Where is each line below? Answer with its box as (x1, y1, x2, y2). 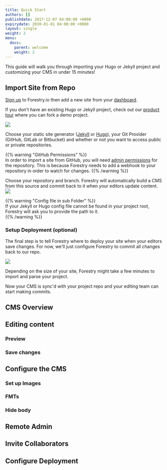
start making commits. (5, 288, 52, 294)
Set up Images (5, 380, 41, 387)
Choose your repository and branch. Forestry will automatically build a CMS (5, 178, 162, 184)
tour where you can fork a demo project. (5, 112, 89, 118)
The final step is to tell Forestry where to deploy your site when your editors (5, 238, 162, 244)
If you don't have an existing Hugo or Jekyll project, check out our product (5, 107, 160, 113)
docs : (10, 40, 22, 45)
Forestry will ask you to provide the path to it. (5, 208, 99, 215)
